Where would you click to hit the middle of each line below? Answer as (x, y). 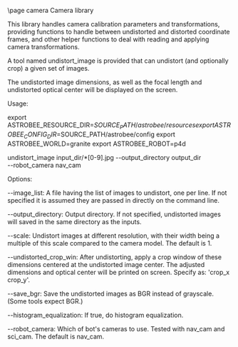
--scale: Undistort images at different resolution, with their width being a (113, 236)
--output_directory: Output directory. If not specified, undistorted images (114, 214)
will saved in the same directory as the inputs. (74, 221)
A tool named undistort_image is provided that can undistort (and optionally (118, 61)
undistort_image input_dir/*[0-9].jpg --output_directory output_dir (104, 157)
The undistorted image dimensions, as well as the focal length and (105, 82)
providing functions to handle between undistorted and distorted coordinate (119, 32)
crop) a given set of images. (48, 68)
